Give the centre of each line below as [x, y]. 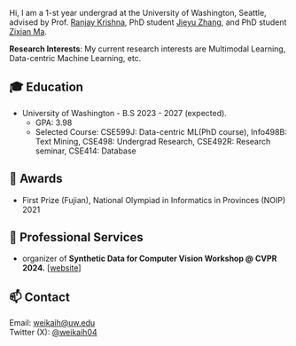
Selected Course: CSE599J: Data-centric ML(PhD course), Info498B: [161, 131]
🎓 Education [47, 87]
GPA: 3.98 [54, 122]
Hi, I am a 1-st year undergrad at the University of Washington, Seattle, [138, 13]
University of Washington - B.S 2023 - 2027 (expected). [125, 113]
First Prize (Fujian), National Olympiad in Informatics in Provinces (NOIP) [154, 200]
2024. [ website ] [51, 268]
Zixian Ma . [28, 31]
